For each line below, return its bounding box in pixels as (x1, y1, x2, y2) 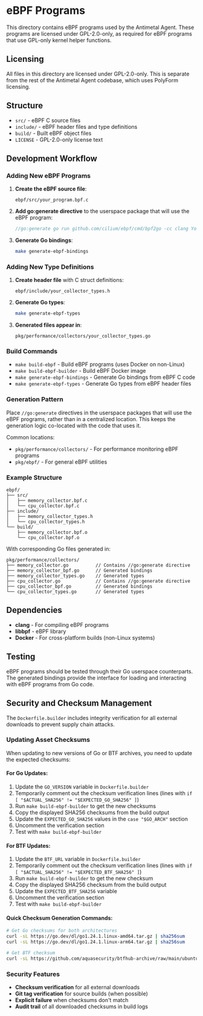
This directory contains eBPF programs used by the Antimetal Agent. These (6, 24, 195, 31)
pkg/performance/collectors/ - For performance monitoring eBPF (14, 445, 179, 453)
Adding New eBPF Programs (6, 171, 91, 180)
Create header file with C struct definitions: (14, 277, 124, 284)
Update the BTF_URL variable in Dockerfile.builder (14, 856, 141, 863)
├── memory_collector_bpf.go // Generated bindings (6, 568, 153, 574)
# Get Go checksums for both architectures (6, 928, 118, 934)
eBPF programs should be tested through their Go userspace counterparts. (6, 667, 193, 675)
